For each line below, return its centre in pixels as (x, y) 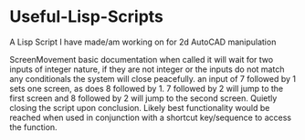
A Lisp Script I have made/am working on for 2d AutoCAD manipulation (143, 42)
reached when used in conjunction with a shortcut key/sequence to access (151, 117)
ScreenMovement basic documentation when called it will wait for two (142, 59)
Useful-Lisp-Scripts (87, 17)
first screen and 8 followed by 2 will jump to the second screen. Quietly (143, 98)
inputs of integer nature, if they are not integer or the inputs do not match (147, 69)
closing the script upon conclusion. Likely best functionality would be (140, 107)
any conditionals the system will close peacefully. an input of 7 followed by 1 (153, 78)
